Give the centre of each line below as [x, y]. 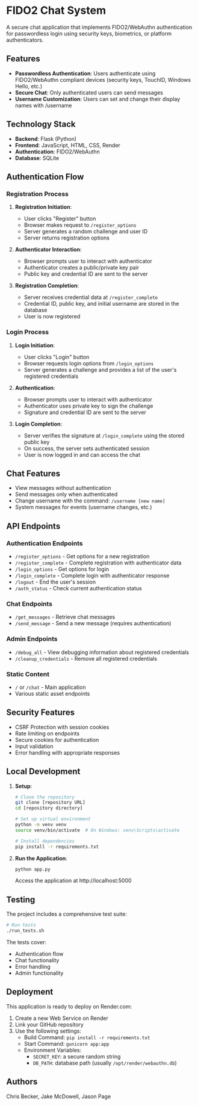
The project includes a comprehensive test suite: [67, 914]
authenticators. [25, 40]
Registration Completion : [47, 286]
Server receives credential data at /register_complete [91, 297]
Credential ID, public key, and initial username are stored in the [101, 304]
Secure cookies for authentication [57, 740]
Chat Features [33, 473]
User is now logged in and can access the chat [82, 454]
